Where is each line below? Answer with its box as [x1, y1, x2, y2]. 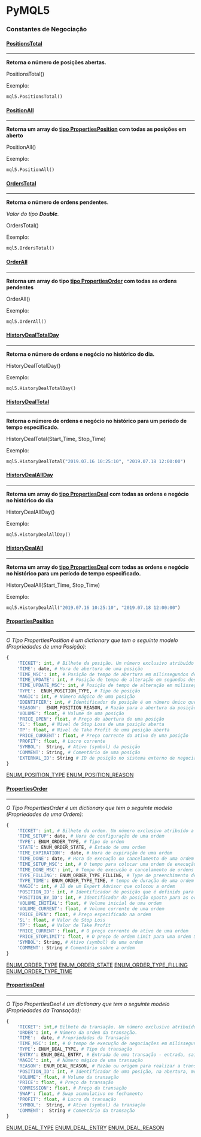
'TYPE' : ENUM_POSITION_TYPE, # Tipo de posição [17, 688, 141, 694]
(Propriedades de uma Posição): [6, 643, 87, 650]
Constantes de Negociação [6, 25, 87, 34]
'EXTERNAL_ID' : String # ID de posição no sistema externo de [17, 755, 175, 761]
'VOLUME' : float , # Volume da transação [17, 1074, 119, 1080]
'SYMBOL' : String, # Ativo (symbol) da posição [17, 743, 141, 750]
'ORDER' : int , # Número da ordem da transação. [17, 1030, 138, 1036]
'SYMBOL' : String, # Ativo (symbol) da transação [17, 1102, 146, 1108]
